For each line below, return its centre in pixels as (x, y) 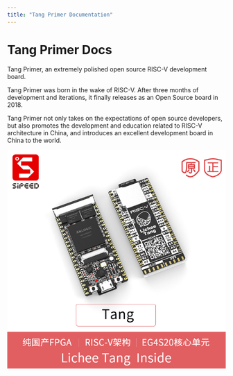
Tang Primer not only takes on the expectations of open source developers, (115, 118)
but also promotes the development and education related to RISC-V (105, 126)
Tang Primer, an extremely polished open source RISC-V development (107, 69)
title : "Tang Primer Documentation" (60, 15)
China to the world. (34, 140)
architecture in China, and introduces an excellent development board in (110, 133)
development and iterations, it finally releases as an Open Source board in (113, 97)
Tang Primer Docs (60, 50)
